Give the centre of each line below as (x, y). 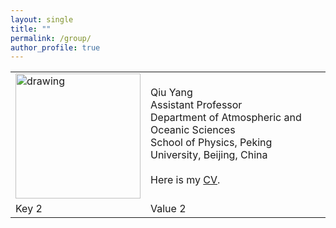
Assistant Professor (196, 105)
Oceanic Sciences (193, 130)
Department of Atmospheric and (226, 118)
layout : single (42, 19)
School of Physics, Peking (211, 143)
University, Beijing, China (209, 155)
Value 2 (168, 209)
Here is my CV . (185, 180)
